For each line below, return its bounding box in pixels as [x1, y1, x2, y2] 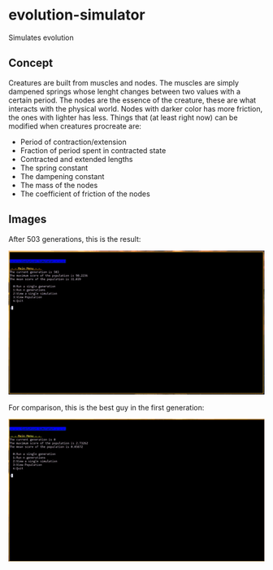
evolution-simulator [8, 6, 145, 24]
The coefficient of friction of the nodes [19, 189, 150, 199]
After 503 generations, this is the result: [8, 234, 141, 243]
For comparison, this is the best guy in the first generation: [8, 403, 205, 413]
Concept [8, 56, 54, 70]
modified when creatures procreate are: [8, 121, 142, 131]
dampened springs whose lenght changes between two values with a [8, 86, 241, 96]
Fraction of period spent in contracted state [19, 145, 167, 156]
